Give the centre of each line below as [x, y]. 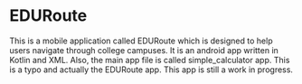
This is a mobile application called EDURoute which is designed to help [141, 41]
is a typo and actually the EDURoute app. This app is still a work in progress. [151, 70]
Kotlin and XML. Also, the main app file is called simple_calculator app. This [150, 60]
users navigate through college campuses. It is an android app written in [144, 50]
